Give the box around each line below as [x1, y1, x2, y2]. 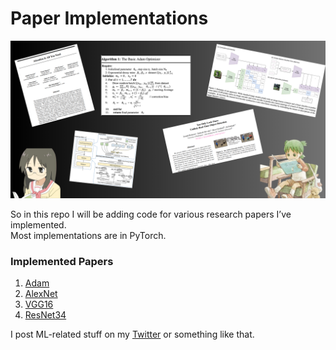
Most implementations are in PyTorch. [10, 229, 167, 241]
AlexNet [24, 288, 58, 300]
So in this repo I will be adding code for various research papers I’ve [10, 208, 292, 220]
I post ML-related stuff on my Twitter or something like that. [10, 328, 255, 341]
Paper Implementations [10, 7, 209, 30]
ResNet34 [24, 309, 67, 321]
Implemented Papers [10, 254, 114, 268]
